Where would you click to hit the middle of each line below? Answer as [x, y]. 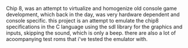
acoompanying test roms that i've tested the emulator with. [77, 39]
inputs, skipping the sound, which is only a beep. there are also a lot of [91, 33]
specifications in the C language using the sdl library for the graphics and [94, 27]
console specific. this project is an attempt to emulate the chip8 [82, 21]
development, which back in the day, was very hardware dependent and [93, 14]
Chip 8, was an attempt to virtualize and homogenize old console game [91, 8]
